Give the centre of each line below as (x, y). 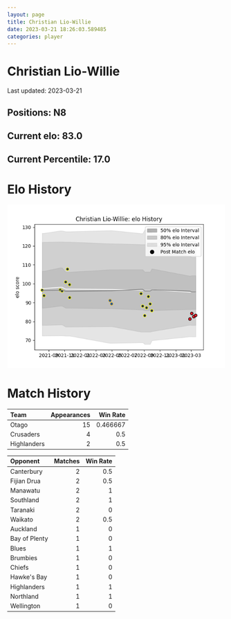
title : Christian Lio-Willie (49, 22)
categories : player (35, 37)
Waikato (21, 519)
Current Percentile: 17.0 (59, 159)
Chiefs (19, 568)
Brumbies (24, 557)
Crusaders (25, 434)
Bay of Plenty (29, 539)
